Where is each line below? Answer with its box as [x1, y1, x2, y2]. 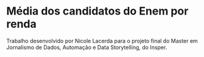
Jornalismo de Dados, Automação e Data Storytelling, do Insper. [6, 44, 167, 51]
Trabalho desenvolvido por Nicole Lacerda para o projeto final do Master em [6, 37, 198, 44]
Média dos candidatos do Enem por [6, 4, 189, 18]
